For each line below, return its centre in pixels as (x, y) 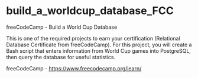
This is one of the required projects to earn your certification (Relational (93, 38)
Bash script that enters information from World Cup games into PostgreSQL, (98, 50)
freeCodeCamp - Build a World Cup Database (62, 27)
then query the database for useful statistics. (61, 57)
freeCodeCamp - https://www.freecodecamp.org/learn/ (74, 68)
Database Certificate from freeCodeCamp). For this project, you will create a (99, 45)
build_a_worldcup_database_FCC (90, 11)
